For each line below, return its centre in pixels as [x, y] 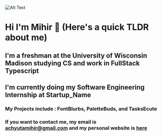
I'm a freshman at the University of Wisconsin [76, 55]
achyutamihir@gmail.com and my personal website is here [76, 128]
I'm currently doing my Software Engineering [75, 87]
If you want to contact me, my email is [51, 122]
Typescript [22, 71]
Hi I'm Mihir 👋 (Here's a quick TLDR [77, 27]
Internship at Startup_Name [48, 95]
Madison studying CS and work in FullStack [72, 63]
